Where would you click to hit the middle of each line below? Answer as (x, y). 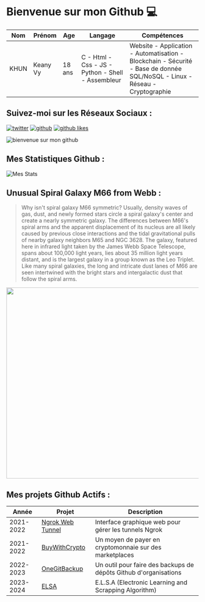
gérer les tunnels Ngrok (129, 530)
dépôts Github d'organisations (138, 573)
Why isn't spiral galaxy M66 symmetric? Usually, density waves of (104, 208)
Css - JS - (97, 65)
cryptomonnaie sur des (128, 548)
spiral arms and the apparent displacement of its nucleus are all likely (108, 227)
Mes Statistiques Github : (56, 159)
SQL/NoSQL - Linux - (161, 76)
